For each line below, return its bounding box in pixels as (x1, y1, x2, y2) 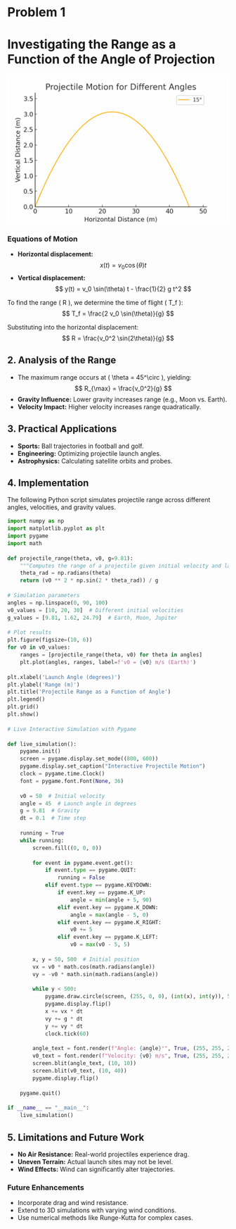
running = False (57, 874, 105, 881)
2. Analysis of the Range (7, 354, 117, 366)
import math (7, 539, 42, 547)
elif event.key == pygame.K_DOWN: (57, 904, 159, 911)
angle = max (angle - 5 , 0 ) (70, 911, 150, 918)
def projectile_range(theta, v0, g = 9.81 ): (7, 554, 133, 562)
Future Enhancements (7, 1183, 84, 1192)
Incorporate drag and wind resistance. (17, 1199, 129, 1207)
